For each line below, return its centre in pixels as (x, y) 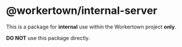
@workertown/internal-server (82, 11)
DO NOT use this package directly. (48, 38)
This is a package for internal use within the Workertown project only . (91, 27)
